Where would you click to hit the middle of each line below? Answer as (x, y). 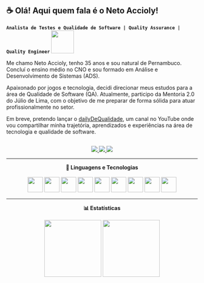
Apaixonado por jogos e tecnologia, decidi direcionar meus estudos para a (100, 87)
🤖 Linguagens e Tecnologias (102, 168)
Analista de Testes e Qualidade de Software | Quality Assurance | (93, 28)
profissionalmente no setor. (40, 107)
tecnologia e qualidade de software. (51, 131)
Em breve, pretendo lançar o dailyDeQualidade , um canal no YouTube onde (100, 118)
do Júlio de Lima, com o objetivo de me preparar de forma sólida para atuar (101, 100)
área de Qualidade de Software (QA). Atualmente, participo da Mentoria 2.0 (100, 94)
